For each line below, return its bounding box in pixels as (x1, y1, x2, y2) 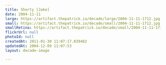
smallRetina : (5, 25, 32, 30)
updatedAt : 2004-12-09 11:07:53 (5, 43, 72, 48)
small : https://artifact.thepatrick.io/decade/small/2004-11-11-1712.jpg (5, 21, 161, 26)
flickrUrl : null (5, 30, 39, 35)
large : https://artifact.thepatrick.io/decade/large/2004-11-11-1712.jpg (5, 16, 161, 21)
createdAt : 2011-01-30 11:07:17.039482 (5, 39, 87, 44)
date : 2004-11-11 (5, 12, 41, 17)
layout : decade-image (5, 48, 50, 53)
